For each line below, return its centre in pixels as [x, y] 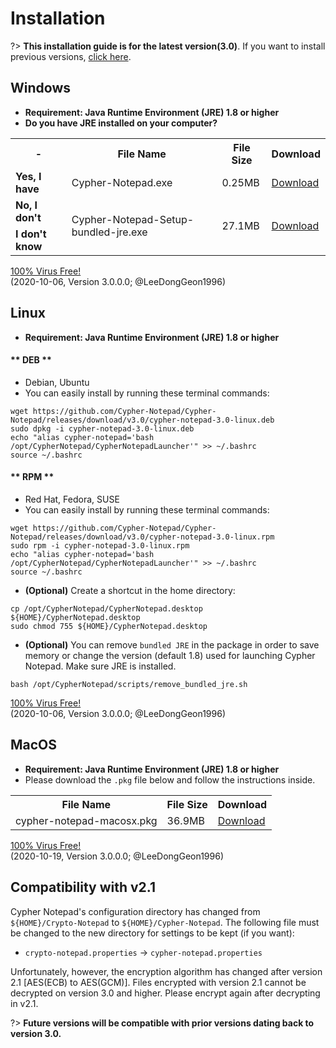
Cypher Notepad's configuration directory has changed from [135, 911]
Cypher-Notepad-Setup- [133, 219]
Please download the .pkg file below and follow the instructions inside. [170, 779]
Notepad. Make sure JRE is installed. [100, 666]
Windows [40, 88]
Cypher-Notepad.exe [122, 182]
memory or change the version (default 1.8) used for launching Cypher [170, 655]
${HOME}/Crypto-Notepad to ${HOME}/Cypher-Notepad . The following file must [165, 922]
